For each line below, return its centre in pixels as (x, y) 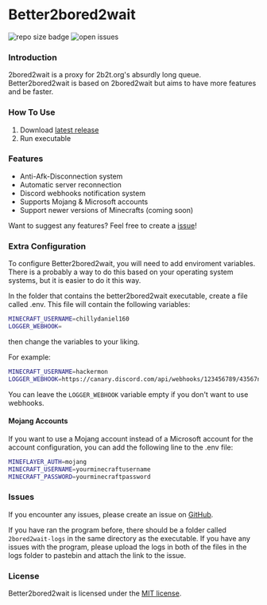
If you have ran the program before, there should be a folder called (117, 530)
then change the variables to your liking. (74, 341)
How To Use (32, 112)
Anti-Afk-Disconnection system (71, 176)
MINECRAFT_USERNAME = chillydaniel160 (69, 319)
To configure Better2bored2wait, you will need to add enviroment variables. (132, 264)
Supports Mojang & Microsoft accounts (84, 202)
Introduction (33, 57)
